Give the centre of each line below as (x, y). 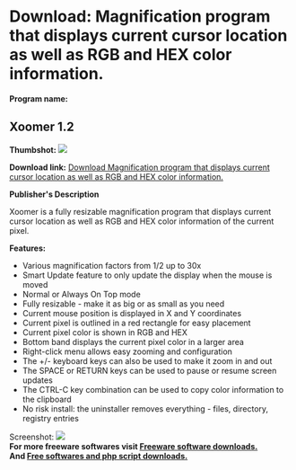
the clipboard (47, 399)
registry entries (50, 418)
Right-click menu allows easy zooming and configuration (127, 351)
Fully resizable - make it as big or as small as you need (123, 304)
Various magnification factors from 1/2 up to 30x (112, 265)
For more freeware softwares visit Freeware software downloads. (134, 446)
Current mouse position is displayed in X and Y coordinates (132, 313)
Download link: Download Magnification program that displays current (140, 167)
